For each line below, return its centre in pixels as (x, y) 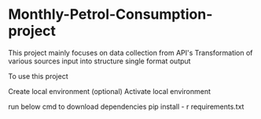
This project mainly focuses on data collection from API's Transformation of (130, 52)
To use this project (38, 76)
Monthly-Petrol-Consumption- (110, 14)
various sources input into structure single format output (99, 61)
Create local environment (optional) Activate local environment (109, 91)
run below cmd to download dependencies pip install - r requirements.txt (126, 106)
